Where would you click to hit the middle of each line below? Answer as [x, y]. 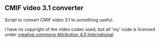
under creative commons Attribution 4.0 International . [60, 34]
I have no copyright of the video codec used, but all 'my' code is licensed [80, 29]
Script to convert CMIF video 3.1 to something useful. [59, 20]
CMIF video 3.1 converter [44, 8]
